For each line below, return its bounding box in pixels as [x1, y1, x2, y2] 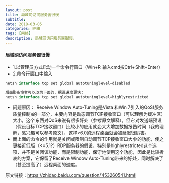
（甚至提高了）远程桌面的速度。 [12, 161, 80, 167]
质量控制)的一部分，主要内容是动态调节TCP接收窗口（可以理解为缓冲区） [12, 111, 163, 117]
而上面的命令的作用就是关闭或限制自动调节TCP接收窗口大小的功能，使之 [12, 136, 164, 142]
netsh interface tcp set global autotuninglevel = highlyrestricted [5, 94, 149, 99]
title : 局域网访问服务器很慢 [5, 12, 59, 17]
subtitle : [5, 17, 26, 22]
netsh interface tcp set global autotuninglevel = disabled [5, 81, 130, 86]
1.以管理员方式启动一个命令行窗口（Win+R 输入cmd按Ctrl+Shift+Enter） [12, 64, 163, 70]
